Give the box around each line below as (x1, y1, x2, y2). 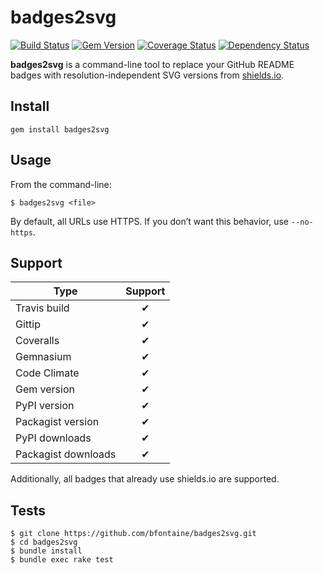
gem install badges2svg (10, 124, 110, 135)
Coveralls (15, 334, 60, 348)
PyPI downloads (15, 431, 92, 445)
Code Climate (15, 366, 80, 380)
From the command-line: (10, 178, 112, 190)
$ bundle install (10, 546, 83, 556)
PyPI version (15, 399, 75, 413)
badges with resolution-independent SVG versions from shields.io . (10, 69, 285, 81)
